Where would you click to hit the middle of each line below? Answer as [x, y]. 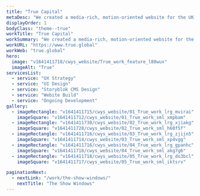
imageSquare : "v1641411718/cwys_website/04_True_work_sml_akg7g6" [101, 151]
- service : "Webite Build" [45, 95]
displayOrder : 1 [26, 23]
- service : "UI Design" [41, 84]
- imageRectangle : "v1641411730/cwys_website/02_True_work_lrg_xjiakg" [103, 123]
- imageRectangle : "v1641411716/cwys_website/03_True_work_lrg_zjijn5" [103, 134]
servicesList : [24, 73]
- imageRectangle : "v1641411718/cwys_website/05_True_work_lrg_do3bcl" [103, 156]
